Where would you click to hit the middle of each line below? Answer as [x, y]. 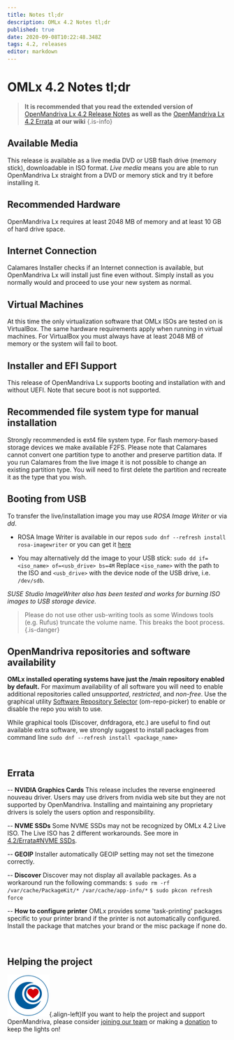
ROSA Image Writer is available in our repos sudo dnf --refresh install [122, 537]
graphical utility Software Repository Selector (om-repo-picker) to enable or [116, 702]
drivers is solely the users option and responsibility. [81, 813]
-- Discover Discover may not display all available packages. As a [102, 876]
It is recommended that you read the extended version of [109, 106]
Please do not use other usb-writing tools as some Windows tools [119, 614]
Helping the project [50, 961]
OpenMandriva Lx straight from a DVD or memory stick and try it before [110, 175]
